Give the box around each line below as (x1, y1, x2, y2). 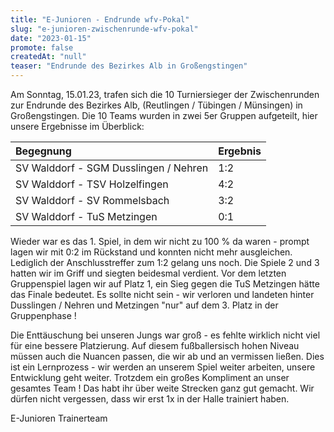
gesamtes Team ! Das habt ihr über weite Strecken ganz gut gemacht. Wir (10, 382, 315, 394)
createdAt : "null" (10, 52, 87, 62)
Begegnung (15, 144, 72, 158)
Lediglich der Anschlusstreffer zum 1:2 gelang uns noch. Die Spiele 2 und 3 (10, 257, 320, 268)
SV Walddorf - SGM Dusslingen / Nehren (15, 161, 209, 175)
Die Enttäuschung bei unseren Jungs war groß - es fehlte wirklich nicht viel (10, 329, 321, 341)
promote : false (10, 42, 74, 53)
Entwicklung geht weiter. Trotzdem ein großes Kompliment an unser (10, 372, 290, 383)
